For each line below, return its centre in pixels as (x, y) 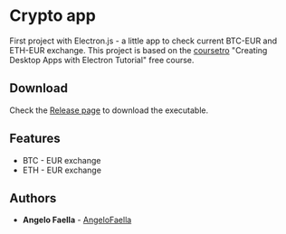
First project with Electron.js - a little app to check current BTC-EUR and (143, 41)
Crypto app (53, 16)
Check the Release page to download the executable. (109, 110)
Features (35, 139)
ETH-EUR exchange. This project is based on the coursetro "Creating (138, 50)
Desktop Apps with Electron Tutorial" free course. (102, 60)
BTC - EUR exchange (62, 160)
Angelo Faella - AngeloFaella (77, 220)
